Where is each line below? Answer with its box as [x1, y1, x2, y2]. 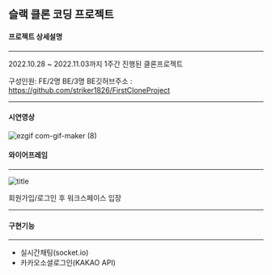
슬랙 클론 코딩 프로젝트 [8, 7, 115, 22]
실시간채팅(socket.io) [19, 247, 89, 257]
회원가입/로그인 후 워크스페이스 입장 [8, 193, 121, 202]
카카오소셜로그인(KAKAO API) [19, 258, 116, 268]
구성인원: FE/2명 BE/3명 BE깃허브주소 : [8, 76, 133, 86]
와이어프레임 [8, 150, 49, 160]
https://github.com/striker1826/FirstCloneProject [8, 85, 170, 95]
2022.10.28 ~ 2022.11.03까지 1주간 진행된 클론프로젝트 [8, 59, 184, 69]
